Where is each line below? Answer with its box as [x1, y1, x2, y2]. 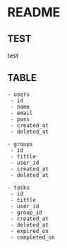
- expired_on [10, 227, 49, 234]
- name [10, 103, 30, 110]
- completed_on [10, 234, 55, 241]
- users [7, 90, 30, 98]
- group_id [10, 209, 42, 216]
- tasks [7, 184, 30, 191]
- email [10, 109, 33, 117]
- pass [10, 115, 30, 123]
